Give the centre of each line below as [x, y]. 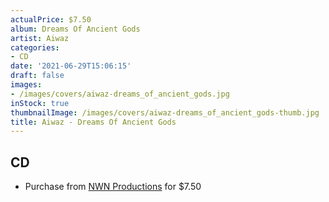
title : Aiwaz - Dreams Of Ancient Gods [93, 122]
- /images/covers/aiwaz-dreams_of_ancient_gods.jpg [120, 94]
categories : [35, 47]
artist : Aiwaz [40, 38]
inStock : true [40, 103]
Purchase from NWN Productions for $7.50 [113, 187]
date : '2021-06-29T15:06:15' [71, 66]
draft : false [37, 76]
